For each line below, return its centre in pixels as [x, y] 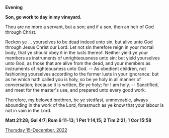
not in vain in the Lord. [28, 111]
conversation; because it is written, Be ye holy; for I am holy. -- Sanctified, [82, 85]
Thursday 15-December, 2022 [36, 130]
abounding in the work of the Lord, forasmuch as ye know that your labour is [84, 105]
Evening [14, 7]
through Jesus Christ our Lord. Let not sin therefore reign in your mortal [79, 47]
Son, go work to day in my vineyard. [44, 17]
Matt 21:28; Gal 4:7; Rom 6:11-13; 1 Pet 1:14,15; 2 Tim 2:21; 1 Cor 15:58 [78, 120]
